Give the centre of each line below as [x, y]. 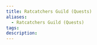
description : [22, 33]
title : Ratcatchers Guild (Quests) [49, 11]
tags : [12, 28]
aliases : [17, 17]
